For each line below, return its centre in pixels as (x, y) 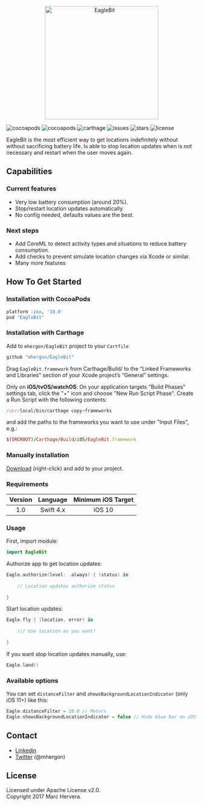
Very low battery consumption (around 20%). (71, 202)
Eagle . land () (23, 665)
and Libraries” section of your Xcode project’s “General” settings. (88, 375)
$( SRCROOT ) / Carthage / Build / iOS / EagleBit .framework (71, 440)
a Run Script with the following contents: (57, 400)
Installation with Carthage (45, 333)
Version (21, 499)
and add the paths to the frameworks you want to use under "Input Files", (98, 422)
